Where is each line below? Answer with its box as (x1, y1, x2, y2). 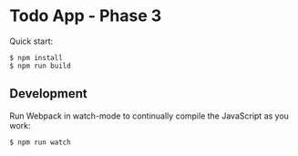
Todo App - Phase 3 (9, 5, 162, 26)
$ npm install (9, 53, 64, 62)
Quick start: (9, 36, 53, 47)
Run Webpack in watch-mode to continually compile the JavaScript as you (9, 110, 290, 121)
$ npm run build (9, 61, 71, 70)
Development (9, 86, 88, 101)
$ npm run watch (9, 138, 71, 147)
